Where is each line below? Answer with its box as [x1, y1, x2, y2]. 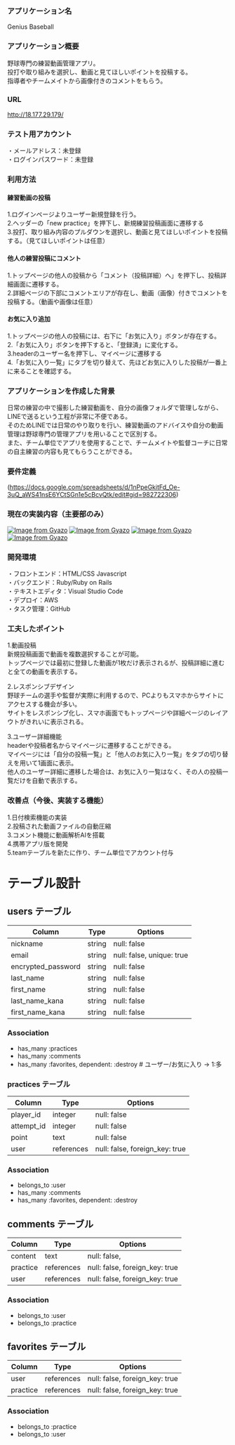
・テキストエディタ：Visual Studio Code [7, 587, 123, 595]
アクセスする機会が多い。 [7, 700, 81, 708]
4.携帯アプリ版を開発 [7, 839, 69, 848]
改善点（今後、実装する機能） [7, 796, 109, 805]
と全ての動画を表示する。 [7, 668, 81, 676]
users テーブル [7, 905, 72, 918]
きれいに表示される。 [25, 718, 88, 726]
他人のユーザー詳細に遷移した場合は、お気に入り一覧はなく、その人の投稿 [7, 767, 222, 776]
